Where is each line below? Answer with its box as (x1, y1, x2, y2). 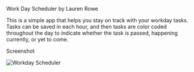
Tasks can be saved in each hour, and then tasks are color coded (6, 23, 167, 30)
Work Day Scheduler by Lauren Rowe (6, 5, 99, 12)
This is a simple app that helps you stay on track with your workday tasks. (6, 17, 189, 23)
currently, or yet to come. (6, 36, 69, 43)
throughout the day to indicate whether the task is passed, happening (6, 29, 178, 37)
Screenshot (6, 47, 35, 55)
